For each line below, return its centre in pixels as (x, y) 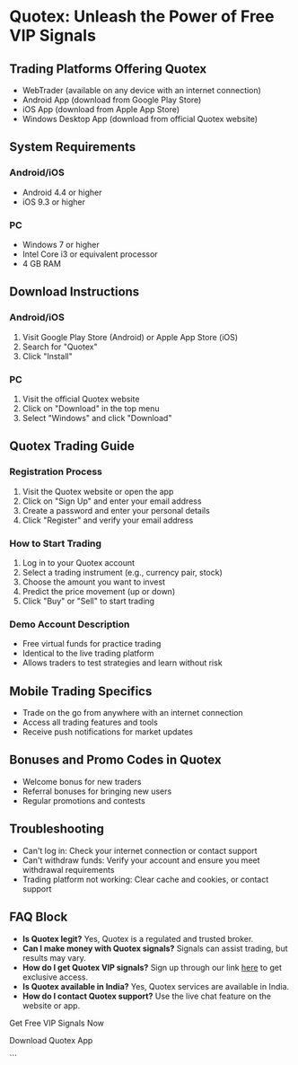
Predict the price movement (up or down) (99, 591)
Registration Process (56, 471)
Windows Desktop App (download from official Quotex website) (140, 119)
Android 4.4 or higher (62, 192)
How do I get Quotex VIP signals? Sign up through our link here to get (152, 967)
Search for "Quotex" (60, 347)
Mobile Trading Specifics (81, 691)
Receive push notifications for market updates (107, 732)
